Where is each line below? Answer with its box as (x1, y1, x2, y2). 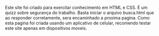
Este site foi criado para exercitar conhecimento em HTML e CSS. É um (5, 5, 148, 10)
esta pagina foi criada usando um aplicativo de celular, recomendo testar (5, 20, 151, 26)
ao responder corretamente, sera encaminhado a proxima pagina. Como (5, 15, 150, 20)
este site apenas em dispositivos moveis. (5, 25, 88, 31)
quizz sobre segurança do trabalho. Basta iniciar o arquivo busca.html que (5, 10, 154, 16)
